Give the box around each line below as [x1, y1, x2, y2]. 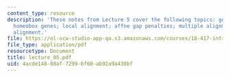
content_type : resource [7, 9, 75, 17]
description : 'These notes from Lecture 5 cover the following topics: [7, 16, 216, 23]
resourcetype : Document [7, 48, 75, 55]
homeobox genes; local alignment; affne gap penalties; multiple [13, 22, 204, 29]
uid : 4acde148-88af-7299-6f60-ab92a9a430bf [7, 60, 133, 67]
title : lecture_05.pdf [7, 54, 72, 61]
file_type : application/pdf [7, 41, 88, 48]
